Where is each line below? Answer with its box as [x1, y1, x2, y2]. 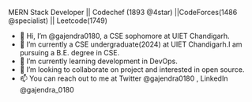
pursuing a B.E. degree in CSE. [19, 48, 120, 57]
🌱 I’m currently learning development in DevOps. [19, 56, 178, 66]
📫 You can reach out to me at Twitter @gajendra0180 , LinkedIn [19, 74, 228, 83]
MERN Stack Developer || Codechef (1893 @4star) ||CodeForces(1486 [8, 8, 238, 17]
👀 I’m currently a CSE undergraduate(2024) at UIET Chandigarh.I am [19, 40, 243, 49]
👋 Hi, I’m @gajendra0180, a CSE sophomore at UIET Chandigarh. [19, 32, 231, 40]
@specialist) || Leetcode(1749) [8, 16, 108, 25]
